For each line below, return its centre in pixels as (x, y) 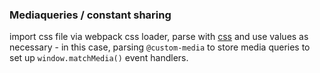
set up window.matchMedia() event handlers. (99, 58)
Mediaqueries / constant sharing (90, 15)
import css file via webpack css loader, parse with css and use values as (159, 37)
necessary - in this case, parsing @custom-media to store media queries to (160, 47)
